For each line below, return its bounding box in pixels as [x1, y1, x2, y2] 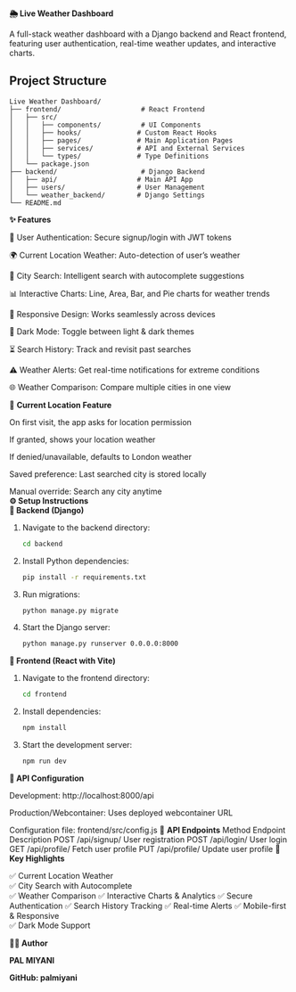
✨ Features [9, 214, 52, 225]
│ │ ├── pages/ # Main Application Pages [9, 135, 234, 145]
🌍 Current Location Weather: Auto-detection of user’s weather [9, 250, 241, 260]
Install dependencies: [21, 706, 102, 717]
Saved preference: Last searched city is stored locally [9, 468, 207, 480]
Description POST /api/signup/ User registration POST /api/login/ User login [9, 833, 288, 845]
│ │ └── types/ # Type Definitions [9, 152, 210, 160]
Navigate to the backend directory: [21, 521, 151, 533]
